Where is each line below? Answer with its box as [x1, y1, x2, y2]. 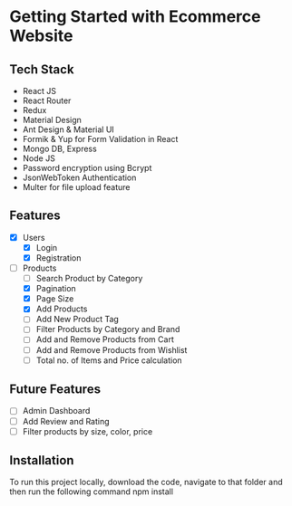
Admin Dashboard [22, 406, 91, 416]
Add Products [35, 303, 88, 314]
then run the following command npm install [9, 486, 174, 497]
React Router [22, 95, 72, 106]
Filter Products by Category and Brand [35, 324, 180, 335]
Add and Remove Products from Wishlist [35, 344, 188, 355]
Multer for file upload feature [22, 182, 131, 192]
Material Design [22, 115, 82, 125]
